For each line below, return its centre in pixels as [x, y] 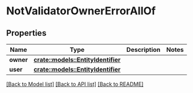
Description [143, 50]
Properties [26, 33]
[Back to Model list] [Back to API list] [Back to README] [75, 84]
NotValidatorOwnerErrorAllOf [81, 11]
